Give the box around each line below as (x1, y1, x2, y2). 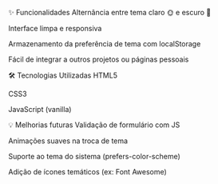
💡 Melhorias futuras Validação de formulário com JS (8, 120, 180, 130)
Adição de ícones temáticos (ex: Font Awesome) (8, 167, 168, 176)
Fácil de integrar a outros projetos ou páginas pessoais (8, 54, 189, 64)
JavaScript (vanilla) (8, 105, 72, 114)
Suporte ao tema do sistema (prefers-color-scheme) (8, 152, 181, 161)
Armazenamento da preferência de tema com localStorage (8, 39, 201, 48)
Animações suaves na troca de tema (8, 136, 129, 146)
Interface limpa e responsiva (8, 24, 102, 33)
